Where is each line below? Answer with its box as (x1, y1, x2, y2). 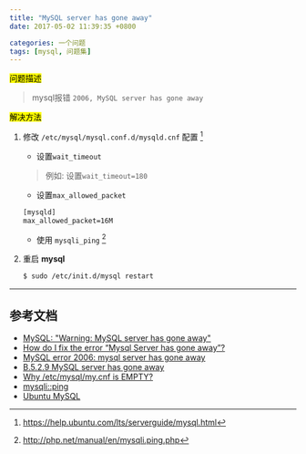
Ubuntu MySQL (22, 391, 81, 401)
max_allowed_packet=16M (22, 216, 114, 225)
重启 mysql (22, 253, 66, 264)
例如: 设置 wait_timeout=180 (45, 170, 148, 181)
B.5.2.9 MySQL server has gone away (22, 362, 165, 372)
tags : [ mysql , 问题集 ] (9, 46, 92, 56)
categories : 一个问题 (9, 38, 87, 47)
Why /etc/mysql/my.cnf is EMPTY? (22, 371, 153, 382)
